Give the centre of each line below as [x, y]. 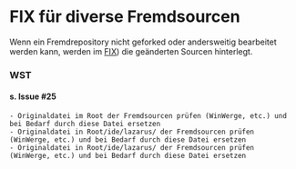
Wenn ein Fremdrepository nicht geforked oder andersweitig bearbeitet [143, 42]
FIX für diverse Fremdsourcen [125, 17]
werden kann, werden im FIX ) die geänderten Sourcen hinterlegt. [131, 51]
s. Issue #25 [33, 96]
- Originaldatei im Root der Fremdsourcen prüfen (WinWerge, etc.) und [148, 116]
